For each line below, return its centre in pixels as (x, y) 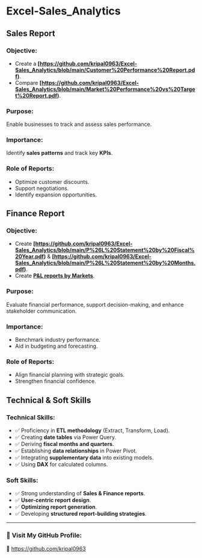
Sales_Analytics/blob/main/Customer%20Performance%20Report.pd (105, 70)
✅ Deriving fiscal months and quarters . (64, 444)
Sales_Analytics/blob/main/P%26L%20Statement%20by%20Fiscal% (105, 250)
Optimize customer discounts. (52, 181)
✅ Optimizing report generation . (56, 507)
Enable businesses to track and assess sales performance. (79, 124)
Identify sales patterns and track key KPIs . (60, 153)
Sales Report (31, 33)
